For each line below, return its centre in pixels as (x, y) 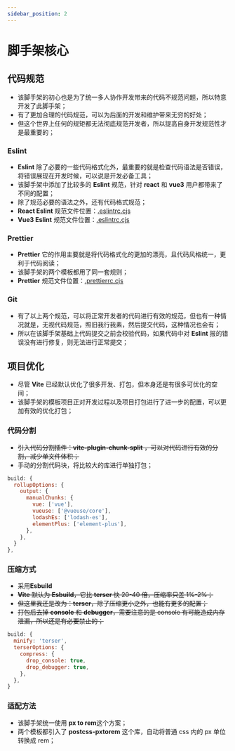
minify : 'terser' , (41, 641)
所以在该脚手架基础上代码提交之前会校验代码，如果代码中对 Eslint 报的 (120, 333)
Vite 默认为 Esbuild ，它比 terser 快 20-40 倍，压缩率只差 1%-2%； (115, 595)
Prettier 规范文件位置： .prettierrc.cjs (70, 281)
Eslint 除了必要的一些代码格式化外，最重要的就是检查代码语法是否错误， (122, 166)
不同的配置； (36, 193)
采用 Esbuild (35, 586)
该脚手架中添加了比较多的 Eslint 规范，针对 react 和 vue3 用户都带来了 (120, 184)
